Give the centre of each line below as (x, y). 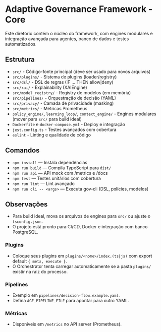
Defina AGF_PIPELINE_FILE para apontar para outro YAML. (71, 300)
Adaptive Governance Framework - (79, 9)
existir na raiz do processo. (40, 271)
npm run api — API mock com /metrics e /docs (60, 173)
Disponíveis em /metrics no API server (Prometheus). (67, 324)
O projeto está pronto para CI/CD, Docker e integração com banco (80, 227)
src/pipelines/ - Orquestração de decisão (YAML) (64, 98)
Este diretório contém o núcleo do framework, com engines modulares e (79, 33)
